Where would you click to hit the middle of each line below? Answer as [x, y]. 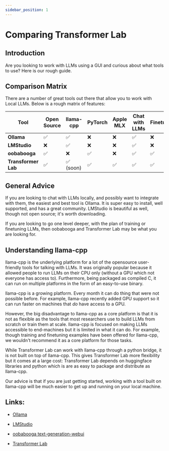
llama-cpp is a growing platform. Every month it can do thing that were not [82, 293]
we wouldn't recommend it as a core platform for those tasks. [69, 341]
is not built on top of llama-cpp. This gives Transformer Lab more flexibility [82, 356]
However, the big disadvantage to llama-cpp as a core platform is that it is [82, 314]
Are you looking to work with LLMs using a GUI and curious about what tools [84, 65]
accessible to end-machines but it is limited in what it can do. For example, [82, 330]
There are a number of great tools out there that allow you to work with [79, 98]
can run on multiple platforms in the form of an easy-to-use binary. [74, 284]
